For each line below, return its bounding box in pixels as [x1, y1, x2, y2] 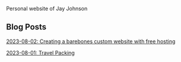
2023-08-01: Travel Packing [6, 49, 75, 56]
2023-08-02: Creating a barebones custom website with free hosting [6, 38, 176, 45]
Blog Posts [6, 22, 47, 32]
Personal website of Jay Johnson [6, 5, 88, 12]
